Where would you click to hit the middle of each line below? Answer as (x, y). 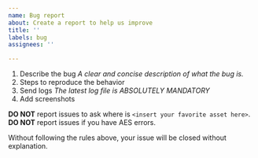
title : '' (24, 30)
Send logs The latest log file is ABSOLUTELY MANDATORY (114, 90)
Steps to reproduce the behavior (72, 83)
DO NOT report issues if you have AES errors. (82, 123)
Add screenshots (47, 99)
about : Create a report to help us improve (81, 23)
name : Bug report (37, 15)
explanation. (28, 146)
